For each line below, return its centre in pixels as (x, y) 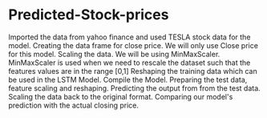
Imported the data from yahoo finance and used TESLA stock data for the (129, 37)
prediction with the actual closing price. (73, 105)
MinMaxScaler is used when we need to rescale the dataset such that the (129, 63)
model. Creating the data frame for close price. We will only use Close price (133, 45)
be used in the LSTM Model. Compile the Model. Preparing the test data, (128, 79)
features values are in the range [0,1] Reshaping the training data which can (133, 71)
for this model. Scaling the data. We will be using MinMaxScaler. (114, 54)
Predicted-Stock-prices (89, 15)
